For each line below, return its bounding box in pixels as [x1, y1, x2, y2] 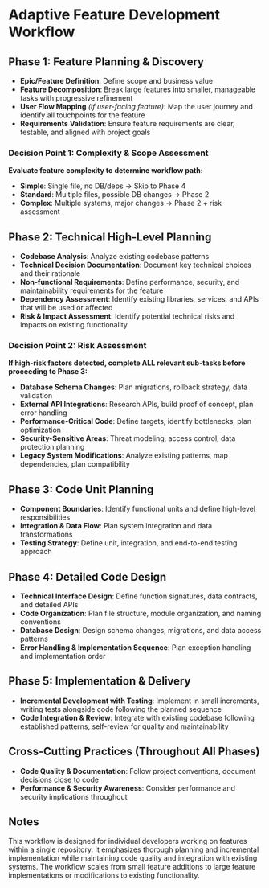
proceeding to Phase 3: [8, 367, 88, 376]
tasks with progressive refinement [19, 93, 133, 102]
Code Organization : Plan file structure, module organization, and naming [19, 609, 262, 619]
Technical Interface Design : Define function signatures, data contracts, [19, 591, 258, 601]
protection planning [19, 442, 85, 452]
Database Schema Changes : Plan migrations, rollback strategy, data [19, 382, 248, 392]
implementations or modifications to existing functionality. [8, 870, 200, 880]
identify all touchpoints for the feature [19, 110, 145, 120]
